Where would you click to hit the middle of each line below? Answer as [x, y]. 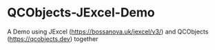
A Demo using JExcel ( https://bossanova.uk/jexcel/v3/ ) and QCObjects [108, 32]
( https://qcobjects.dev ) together [53, 38]
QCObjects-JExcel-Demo [81, 13]
